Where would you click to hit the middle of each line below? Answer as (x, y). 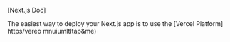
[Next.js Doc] (27, 10)
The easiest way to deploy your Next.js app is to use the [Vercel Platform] (115, 23)
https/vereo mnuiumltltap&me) (52, 31)
